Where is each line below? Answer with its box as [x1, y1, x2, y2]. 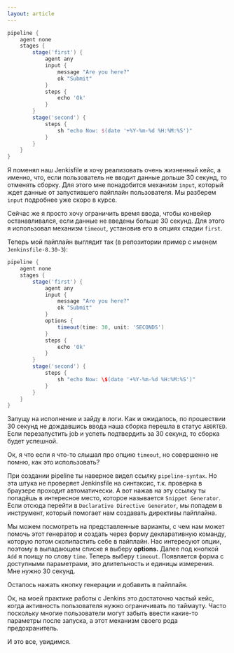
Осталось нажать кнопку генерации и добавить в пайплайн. [7, 581, 188, 589]
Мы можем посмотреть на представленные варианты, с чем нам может [7, 523, 226, 531]
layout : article [7, 10, 55, 18]
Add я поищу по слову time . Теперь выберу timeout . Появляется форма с [7, 552, 224, 561]
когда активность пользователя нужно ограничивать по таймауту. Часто [7, 602, 226, 610]
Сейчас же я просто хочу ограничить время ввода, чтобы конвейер [7, 209, 212, 218]
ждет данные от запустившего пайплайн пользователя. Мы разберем [7, 188, 216, 197]
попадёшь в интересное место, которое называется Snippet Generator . [7, 494, 221, 502]
